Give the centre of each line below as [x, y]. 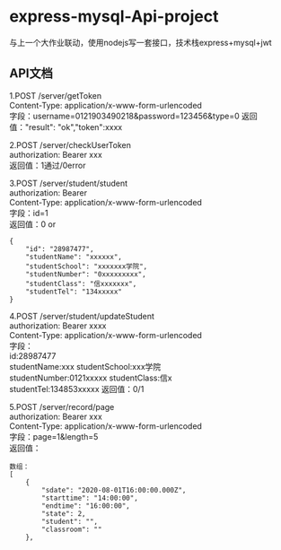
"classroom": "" [72, 529]
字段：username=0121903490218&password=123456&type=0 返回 [133, 116]
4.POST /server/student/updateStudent [82, 316]
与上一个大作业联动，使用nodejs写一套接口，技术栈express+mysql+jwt [140, 42]
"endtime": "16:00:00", [86, 506]
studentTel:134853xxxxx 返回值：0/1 [77, 388]
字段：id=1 [29, 213]
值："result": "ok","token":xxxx [66, 127]
